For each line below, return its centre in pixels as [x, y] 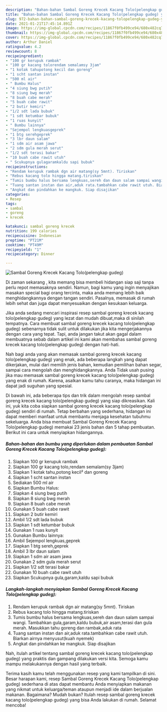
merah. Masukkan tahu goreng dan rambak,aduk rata [67, 628]
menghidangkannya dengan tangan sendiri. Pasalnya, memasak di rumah [80, 298]
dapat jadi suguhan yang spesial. [39, 386]
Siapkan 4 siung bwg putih [40, 493]
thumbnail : [17, 33]
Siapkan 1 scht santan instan [42, 478]
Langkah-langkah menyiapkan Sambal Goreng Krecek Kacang [72, 589]
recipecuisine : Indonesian [33, 236]
